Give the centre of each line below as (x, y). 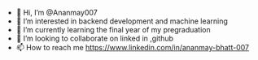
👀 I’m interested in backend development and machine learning (122, 21)
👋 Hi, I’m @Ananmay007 (57, 13)
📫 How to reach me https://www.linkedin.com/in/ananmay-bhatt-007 (133, 47)
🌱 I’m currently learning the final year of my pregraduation (113, 30)
